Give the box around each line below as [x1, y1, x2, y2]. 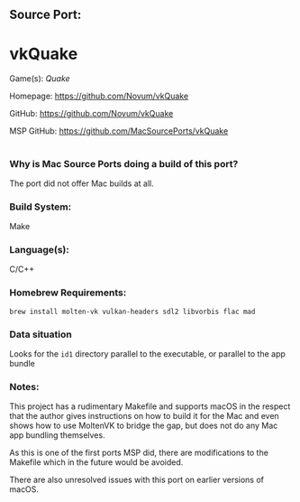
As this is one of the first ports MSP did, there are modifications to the [9, 447, 268, 459]
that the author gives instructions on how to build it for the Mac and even [9, 411, 279, 422]
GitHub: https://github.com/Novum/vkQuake [9, 108, 174, 119]
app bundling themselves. [9, 430, 105, 441]
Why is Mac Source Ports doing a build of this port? [9, 157, 239, 170]
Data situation [9, 328, 72, 340]
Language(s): [9, 244, 69, 256]
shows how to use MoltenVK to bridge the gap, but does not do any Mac [9, 420, 278, 432]
